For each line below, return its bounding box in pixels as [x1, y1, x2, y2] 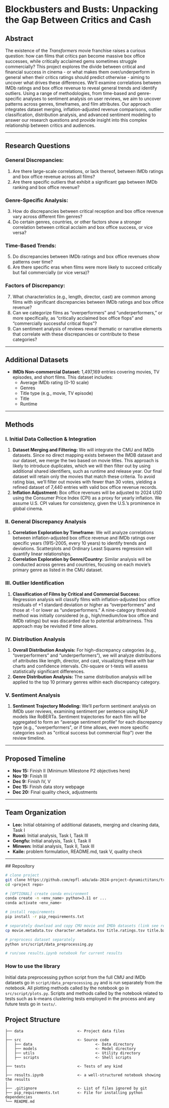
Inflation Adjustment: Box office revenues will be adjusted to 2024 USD [12, 489, 162, 496]
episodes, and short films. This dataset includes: [12, 374, 113, 380]
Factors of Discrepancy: [5, 282, 65, 289]
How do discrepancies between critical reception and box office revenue [12, 208, 163, 214]
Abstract [5, 34, 34, 43]
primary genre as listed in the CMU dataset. [12, 567, 103, 573]
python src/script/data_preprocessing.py [5, 942, 94, 947]
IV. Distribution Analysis [5, 635, 65, 642]
